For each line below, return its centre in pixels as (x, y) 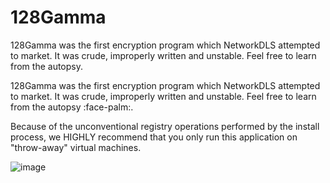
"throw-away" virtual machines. (76, 147)
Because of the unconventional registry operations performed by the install (165, 126)
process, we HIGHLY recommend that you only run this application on (154, 137)
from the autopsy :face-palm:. (72, 107)
